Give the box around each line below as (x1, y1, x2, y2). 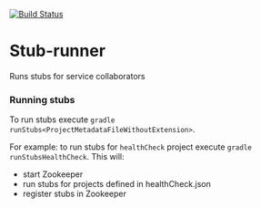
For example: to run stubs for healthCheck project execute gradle (9, 141, 252, 152)
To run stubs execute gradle (9, 114, 115, 125)
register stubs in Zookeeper (22, 188, 127, 200)
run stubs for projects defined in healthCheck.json (22, 179, 211, 190)
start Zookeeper (22, 169, 84, 180)
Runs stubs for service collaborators (9, 70, 146, 81)
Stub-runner (9, 41, 106, 61)
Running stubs (9, 93, 75, 106)
